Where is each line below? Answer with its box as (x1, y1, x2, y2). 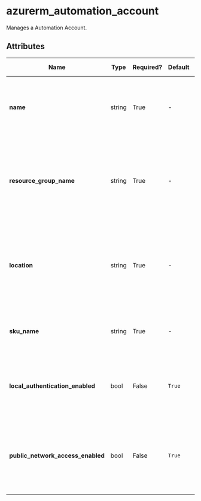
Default (167, 63, 190, 71)
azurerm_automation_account (6, 4, 159, 18)
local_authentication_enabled (9, 382, 96, 390)
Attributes (6, 41, 45, 52)
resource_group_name (9, 176, 75, 185)
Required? (132, 63, 163, 71)
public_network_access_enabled (9, 451, 105, 460)
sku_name (9, 327, 39, 335)
